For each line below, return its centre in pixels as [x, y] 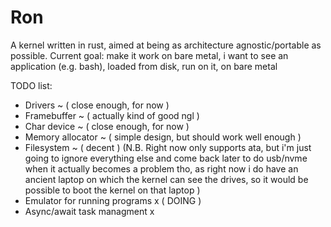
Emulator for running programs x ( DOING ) [113, 200]
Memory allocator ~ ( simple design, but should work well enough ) [163, 137]
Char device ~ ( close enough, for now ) [107, 126]
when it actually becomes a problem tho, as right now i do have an [161, 168]
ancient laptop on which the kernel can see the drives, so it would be [166, 179]
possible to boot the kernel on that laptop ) [112, 190]
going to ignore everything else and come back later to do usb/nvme [166, 158]
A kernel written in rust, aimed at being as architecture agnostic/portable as [166, 45]
